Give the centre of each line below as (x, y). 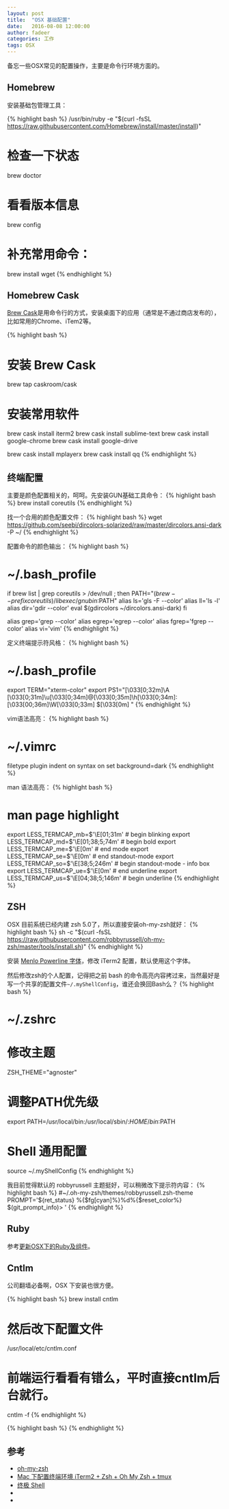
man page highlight (63, 815)
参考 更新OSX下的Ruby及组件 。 (51, 1246)
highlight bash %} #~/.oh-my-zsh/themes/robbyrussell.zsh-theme (100, 1192)
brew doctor (24, 175)
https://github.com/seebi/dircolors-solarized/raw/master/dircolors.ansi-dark (114, 525)
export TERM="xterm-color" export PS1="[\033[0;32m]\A (88, 690)
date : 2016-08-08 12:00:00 (49, 26)
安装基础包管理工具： (37, 105)
